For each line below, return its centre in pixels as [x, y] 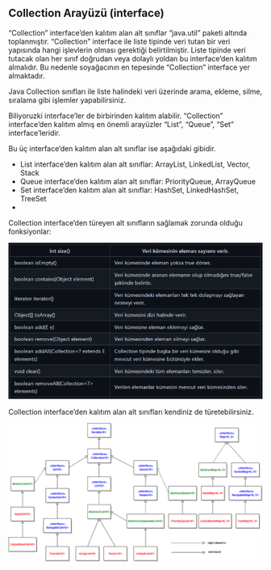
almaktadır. [27, 75]
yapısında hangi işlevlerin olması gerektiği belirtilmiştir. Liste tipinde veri [127, 50]
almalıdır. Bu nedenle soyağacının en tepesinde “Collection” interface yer [129, 67]
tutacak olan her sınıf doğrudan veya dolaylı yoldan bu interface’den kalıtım [133, 58]
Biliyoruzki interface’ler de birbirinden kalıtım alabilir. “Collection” [116, 116]
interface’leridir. [34, 133]
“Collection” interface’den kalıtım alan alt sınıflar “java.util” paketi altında [128, 32]
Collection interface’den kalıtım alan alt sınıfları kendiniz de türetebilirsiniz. [131, 412]
